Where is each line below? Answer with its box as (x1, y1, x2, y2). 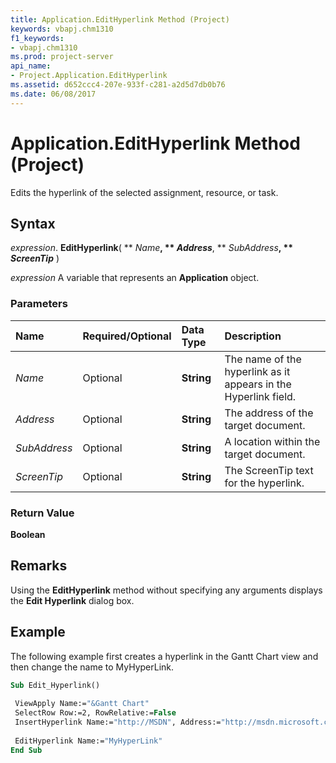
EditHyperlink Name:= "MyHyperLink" (14, 736, 163, 746)
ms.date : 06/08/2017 (10, 89, 97, 99)
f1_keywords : (10, 33, 65, 43)
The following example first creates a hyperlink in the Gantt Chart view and (10, 650, 319, 662)
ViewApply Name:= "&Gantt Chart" (14, 699, 150, 709)
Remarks (10, 557, 68, 575)
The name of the (224, 352, 302, 366)
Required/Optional (82, 329, 172, 343)
